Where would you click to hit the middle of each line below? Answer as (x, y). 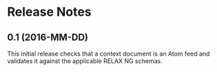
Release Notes (49, 12)
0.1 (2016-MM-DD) (48, 37)
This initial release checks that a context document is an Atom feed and (108, 53)
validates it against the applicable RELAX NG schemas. (85, 61)
